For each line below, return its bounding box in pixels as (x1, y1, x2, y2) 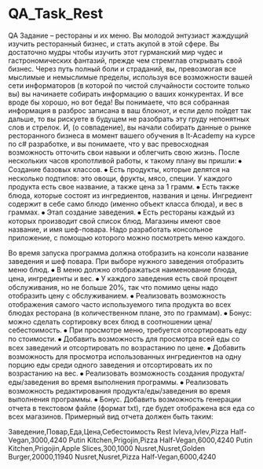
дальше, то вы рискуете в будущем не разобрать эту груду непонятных (8, 114, 250, 123)
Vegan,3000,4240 (8, 435, 68, 445)
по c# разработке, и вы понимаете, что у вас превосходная (8, 139, 210, 148)
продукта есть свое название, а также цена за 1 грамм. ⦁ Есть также (8, 181, 239, 191)
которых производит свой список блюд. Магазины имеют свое (8, 216, 221, 225)
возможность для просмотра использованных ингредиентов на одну (8, 351, 242, 361)
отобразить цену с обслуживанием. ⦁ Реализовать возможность (8, 291, 226, 300)
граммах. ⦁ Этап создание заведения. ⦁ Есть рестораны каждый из (8, 207, 236, 217)
